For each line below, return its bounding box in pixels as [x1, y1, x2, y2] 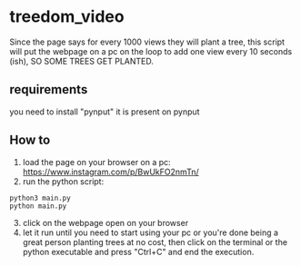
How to [9, 133, 51, 148]
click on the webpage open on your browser [22, 217, 189, 228]
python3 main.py [9, 193, 71, 202]
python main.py [9, 202, 67, 211]
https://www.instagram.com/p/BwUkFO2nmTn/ [22, 166, 199, 177]
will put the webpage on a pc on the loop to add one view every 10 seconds [9, 45, 293, 56]
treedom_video [9, 6, 125, 27]
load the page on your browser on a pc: [22, 156, 171, 167]
